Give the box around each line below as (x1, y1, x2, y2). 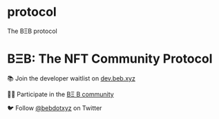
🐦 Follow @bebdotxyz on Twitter (7, 104, 102, 112)
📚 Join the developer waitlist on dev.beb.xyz (7, 74, 136, 83)
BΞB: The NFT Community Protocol (7, 51, 213, 67)
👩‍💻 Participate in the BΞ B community (7, 90, 114, 98)
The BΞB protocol (7, 27, 57, 35)
